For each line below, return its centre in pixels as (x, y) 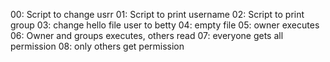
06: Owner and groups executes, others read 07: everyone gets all (147, 35)
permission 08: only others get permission (97, 46)
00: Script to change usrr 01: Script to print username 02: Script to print (157, 14)
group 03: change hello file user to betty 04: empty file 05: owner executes (165, 25)
